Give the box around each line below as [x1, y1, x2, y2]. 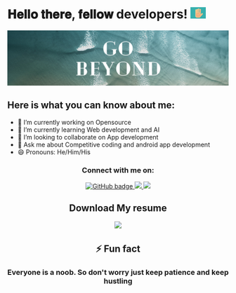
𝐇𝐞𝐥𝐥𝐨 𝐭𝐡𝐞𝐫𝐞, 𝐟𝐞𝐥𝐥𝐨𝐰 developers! [7, 6, 188, 22]
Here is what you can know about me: [7, 100, 176, 111]
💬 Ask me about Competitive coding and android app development [17, 140, 211, 149]
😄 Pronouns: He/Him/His [17, 147, 91, 156]
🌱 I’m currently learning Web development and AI [17, 125, 160, 134]
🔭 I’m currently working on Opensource [17, 118, 131, 126]
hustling [103, 276, 133, 286]
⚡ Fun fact [96, 243, 140, 255]
